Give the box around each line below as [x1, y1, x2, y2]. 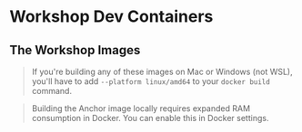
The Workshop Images [9, 42, 141, 58]
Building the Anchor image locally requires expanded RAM [31, 103, 251, 114]
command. [31, 86, 73, 96]
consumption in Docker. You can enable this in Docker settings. [31, 113, 269, 123]
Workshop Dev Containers [9, 6, 214, 27]
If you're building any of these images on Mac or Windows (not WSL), [31, 66, 293, 77]
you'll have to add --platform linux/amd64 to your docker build [31, 76, 270, 87]
